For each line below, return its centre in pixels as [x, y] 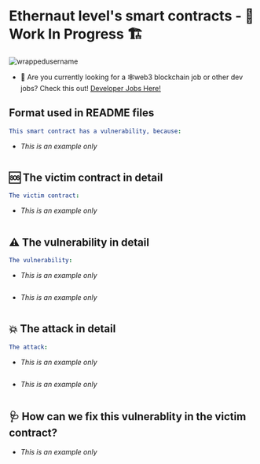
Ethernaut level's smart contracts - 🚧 [132, 16]
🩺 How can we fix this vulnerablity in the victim [128, 417]
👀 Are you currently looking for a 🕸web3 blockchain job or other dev [132, 77]
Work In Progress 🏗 [76, 34]
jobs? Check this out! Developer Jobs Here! [91, 88]
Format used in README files [82, 113]
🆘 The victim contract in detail [86, 178]
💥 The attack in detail [62, 329]
